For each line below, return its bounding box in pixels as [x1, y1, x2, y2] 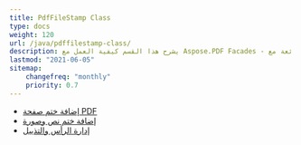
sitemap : [9, 64, 42, 73]
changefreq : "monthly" [25, 72, 111, 82]
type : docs [9, 22, 51, 31]
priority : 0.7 [25, 81, 79, 90]
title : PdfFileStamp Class [9, 13, 111, 23]
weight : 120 [9, 30, 54, 39]
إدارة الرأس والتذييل [22, 124, 90, 136]
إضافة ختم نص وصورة [22, 115, 97, 126]
